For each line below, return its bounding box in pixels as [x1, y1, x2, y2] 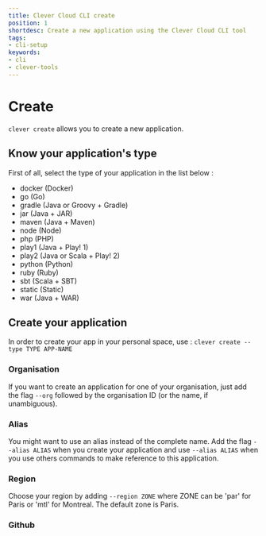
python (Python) [19, 259, 74, 268]
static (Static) [19, 284, 64, 294]
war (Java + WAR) [19, 293, 79, 303]
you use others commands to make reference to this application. [8, 453, 219, 463]
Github [8, 519, 36, 530]
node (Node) [19, 226, 62, 235]
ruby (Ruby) [19, 268, 60, 277]
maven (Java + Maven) [19, 217, 95, 226]
